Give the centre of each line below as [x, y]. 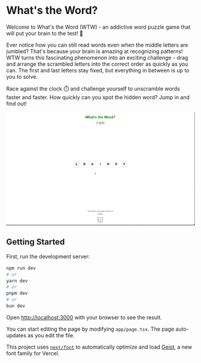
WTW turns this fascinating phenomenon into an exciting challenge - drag [97, 57]
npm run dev [21, 268]
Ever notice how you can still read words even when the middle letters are [97, 45]
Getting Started [36, 242]
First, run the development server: [48, 256]
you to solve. [22, 77]
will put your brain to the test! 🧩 [45, 33]
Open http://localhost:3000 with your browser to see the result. [84, 317]
